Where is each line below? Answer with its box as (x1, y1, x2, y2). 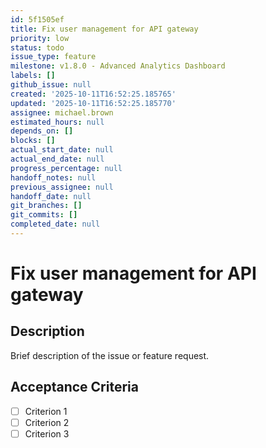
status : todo (10, 42, 65, 53)
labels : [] (10, 71, 56, 81)
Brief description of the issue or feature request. (10, 349, 210, 361)
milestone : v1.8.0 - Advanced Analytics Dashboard (10, 61, 226, 71)
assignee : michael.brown (10, 107, 114, 118)
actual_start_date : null (10, 145, 114, 155)
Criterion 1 (24, 405, 68, 417)
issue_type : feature (10, 52, 97, 62)
